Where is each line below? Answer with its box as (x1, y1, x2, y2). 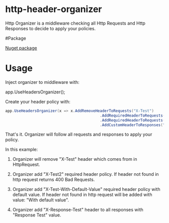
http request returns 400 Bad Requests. (12, 177, 95, 183)
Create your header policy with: (5, 98, 70, 104)
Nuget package (5, 45, 37, 51)
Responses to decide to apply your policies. (5, 25, 96, 31)
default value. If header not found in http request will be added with (12, 192, 152, 198)
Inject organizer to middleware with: (5, 79, 79, 85)
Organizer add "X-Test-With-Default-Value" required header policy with (12, 186, 160, 192)
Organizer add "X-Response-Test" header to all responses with (12, 207, 143, 213)
